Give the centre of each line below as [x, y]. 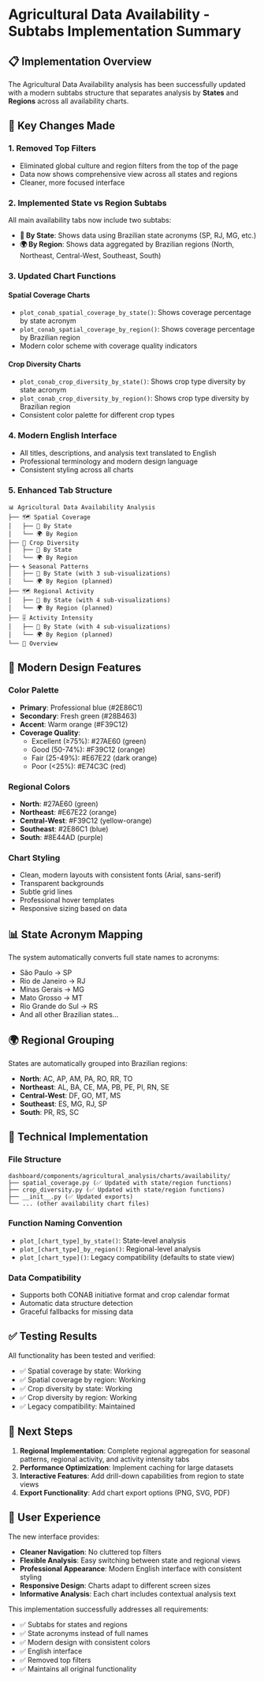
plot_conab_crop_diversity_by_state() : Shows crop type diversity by [132, 381]
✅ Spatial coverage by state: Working [80, 1371]
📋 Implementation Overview [80, 61]
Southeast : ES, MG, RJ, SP [63, 1104]
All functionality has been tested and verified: [82, 1355]
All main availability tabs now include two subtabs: [90, 220]
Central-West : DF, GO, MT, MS [70, 1095]
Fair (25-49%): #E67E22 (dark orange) [94, 758]
